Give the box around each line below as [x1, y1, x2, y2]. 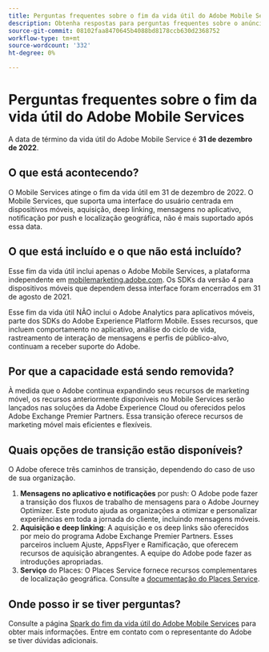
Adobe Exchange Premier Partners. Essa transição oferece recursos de [8, 411, 243, 422]
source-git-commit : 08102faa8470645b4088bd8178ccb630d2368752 [8, 26, 220, 35]
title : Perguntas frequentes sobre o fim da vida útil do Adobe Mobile [8, 11, 252, 20]
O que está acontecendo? [8, 166, 139, 180]
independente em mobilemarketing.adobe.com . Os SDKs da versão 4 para [8, 275, 254, 284]
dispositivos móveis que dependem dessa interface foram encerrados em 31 [8, 283, 261, 293]
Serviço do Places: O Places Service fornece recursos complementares [19, 565, 258, 575]
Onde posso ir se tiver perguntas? [8, 597, 182, 611]
